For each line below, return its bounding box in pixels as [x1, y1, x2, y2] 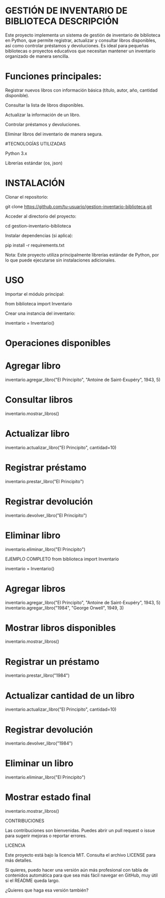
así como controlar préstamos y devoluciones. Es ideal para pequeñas [5, 42, 149, 48]
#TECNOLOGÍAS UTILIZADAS [5, 140, 66, 146]
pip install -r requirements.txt [5, 242, 65, 248]
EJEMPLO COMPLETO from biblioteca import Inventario [5, 556, 119, 562]
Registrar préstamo [5, 462, 87, 473]
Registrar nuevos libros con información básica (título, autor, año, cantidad [5, 87, 158, 93]
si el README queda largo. [5, 878, 60, 884]
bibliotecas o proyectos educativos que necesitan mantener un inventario [5, 48, 156, 54]
